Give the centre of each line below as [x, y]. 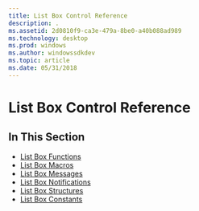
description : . [34, 23]
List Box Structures [52, 190]
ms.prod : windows [37, 46]
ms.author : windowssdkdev [52, 53]
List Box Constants [51, 199]
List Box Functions [51, 156]
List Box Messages [51, 173]
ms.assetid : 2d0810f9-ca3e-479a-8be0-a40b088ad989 [95, 30]
